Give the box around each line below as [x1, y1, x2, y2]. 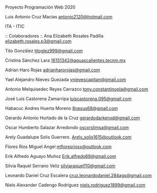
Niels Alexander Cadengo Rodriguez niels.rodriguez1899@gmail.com [5, 182, 146, 188]
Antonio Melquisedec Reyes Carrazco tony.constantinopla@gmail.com [5, 86, 148, 92]
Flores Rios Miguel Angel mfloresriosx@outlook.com [5, 144, 112, 149]
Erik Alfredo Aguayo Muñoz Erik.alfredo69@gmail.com [5, 153, 116, 159]
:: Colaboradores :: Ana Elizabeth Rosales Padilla [5, 33, 104, 39]
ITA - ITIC [5, 23, 25, 29]
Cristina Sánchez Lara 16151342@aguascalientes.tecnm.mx [5, 57, 126, 63]
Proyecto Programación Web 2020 [5, 4, 76, 10]
